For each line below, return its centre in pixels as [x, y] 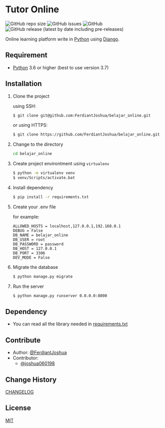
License [18, 408]
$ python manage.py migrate [43, 276]
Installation [24, 84]
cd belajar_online [32, 154]
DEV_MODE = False [31, 258]
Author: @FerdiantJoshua [40, 353]
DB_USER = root [29, 240]
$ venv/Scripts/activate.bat [44, 178]
